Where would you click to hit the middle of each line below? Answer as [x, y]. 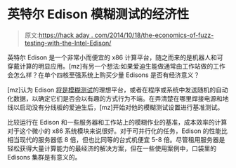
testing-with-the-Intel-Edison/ [68, 43]
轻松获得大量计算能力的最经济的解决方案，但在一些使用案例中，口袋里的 [112, 148]
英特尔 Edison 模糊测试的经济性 [98, 14]
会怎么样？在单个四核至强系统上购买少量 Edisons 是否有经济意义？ [104, 75]
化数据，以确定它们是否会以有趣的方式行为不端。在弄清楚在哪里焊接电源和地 [118, 98]
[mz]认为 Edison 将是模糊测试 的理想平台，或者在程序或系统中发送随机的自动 [118, 90]
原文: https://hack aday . [59, 35]
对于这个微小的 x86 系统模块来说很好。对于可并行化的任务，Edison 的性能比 [118, 131]
